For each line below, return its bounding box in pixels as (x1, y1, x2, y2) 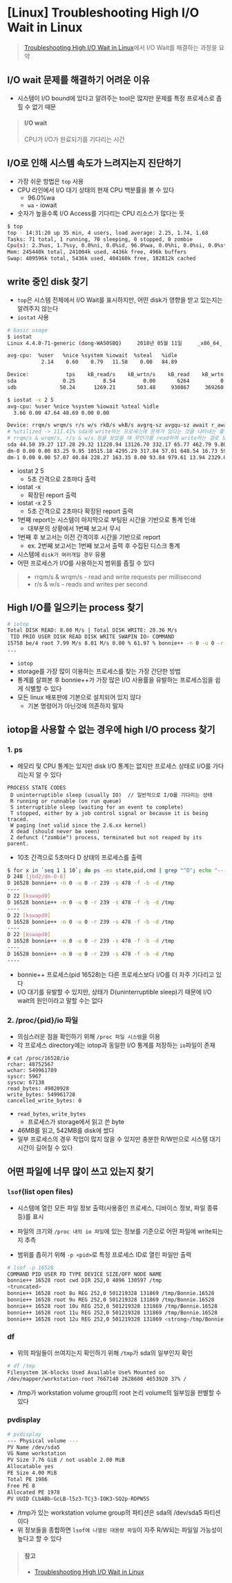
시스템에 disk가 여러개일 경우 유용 (17, 550, 106, 558)
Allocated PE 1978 (7, 1489, 60, 1496)
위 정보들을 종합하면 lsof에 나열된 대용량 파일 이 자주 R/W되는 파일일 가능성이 (17, 1526, 223, 1535)
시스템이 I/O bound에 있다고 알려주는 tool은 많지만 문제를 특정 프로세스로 (17, 93, 215, 102)
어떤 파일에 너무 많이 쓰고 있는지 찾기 (7, 1165, 154, 1178)
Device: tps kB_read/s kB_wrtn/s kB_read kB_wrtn (7, 371, 224, 378)
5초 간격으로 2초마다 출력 (27, 474, 97, 483)
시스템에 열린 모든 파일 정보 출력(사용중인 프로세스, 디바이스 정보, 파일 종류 (17, 1204, 219, 1212)
